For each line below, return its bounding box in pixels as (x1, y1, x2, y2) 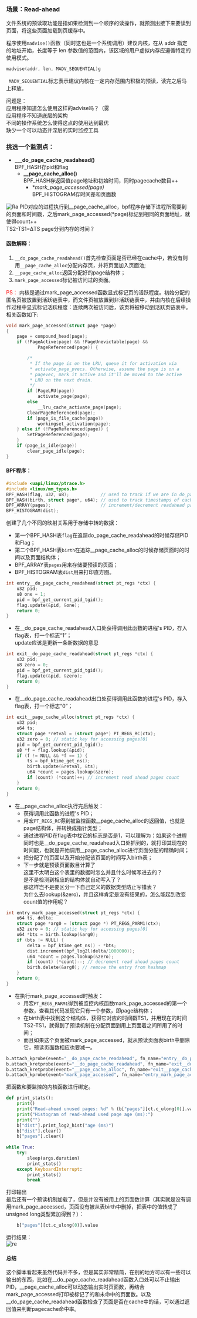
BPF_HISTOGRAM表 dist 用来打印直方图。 (14, 569, 115, 576)
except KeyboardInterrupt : (16, 1166, 83, 1172)
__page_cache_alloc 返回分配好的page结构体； (14, 269, 126, 276)
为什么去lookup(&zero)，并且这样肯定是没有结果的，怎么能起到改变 (23, 891, 186, 898)
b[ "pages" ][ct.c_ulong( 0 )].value (16, 1223, 98, 1229)
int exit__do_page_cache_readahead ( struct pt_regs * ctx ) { (6, 651, 154, 657)
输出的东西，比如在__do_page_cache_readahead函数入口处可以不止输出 (6, 1276, 181, 1283)
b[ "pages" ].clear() (16, 1133, 64, 1140)
